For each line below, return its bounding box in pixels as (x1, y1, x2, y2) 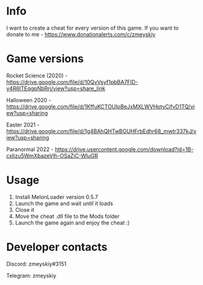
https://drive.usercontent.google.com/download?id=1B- (55, 145, 194, 152)
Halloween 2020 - (6, 96, 52, 103)
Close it (15, 206, 35, 213)
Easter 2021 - (6, 121, 40, 128)
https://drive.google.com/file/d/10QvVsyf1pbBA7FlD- (6, 78, 138, 85)
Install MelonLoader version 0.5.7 (15, 193, 98, 200)
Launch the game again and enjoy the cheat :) (15, 219, 130, 226)
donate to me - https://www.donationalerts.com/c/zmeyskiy (6, 30, 156, 38)
